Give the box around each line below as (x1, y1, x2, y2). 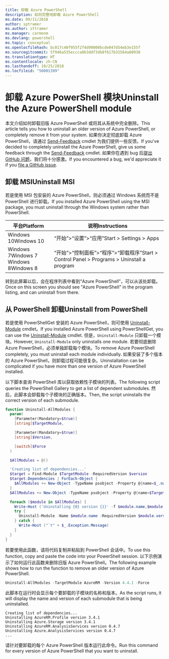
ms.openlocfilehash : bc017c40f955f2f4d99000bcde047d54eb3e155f (5, 45, 141, 50)
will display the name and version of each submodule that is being (5, 595, 142, 601)
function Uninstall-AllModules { (5, 407, 75, 412)
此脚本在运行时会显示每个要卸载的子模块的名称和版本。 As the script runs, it (5, 590, 162, 596)
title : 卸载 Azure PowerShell (5, 7, 67, 13)
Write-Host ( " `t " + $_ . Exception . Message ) (18, 523, 109, 528)
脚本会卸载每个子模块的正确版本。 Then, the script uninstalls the (18, 391, 151, 397)
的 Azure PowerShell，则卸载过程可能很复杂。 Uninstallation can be (5, 357, 144, 364)
